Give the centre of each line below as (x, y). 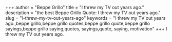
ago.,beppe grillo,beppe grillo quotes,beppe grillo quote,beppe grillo (78, 23)
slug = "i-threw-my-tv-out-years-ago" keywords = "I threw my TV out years (85, 18)
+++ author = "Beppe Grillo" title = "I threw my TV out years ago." (75, 7)
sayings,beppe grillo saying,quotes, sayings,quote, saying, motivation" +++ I (86, 29)
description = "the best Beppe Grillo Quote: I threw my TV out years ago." (83, 13)
